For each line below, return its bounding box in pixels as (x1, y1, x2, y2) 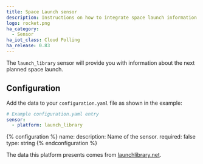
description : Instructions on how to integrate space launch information (6, 15, 198, 21)
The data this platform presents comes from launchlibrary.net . (6, 151, 162, 159)
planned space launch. (6, 65, 64, 73)
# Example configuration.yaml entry (6, 111, 99, 117)
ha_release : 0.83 (6, 43, 50, 49)
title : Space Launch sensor (6, 8, 78, 15)
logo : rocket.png (6, 20, 50, 26)
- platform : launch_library (12, 122, 83, 128)
